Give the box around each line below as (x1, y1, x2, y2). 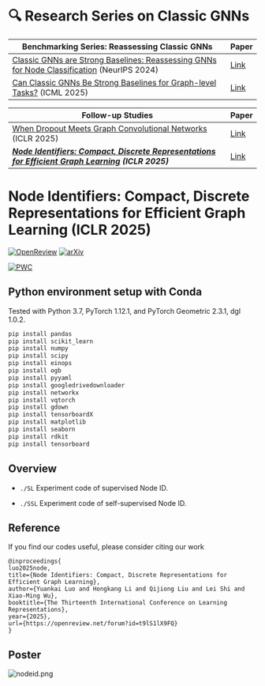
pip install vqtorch (8, 396, 77, 404)
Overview (8, 462, 58, 476)
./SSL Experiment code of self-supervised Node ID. (19, 498, 187, 507)
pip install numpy (8, 345, 69, 352)
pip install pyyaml (8, 374, 73, 382)
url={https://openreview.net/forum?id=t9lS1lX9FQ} (8, 620, 178, 628)
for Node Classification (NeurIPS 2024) (12, 64, 159, 75)
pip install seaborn (8, 425, 77, 434)
